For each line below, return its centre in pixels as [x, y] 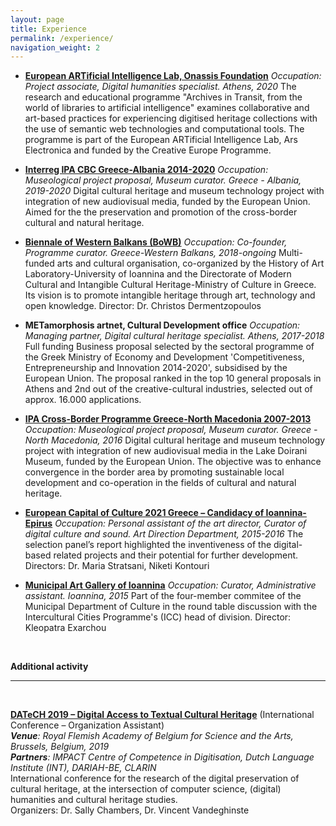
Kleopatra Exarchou [65, 628]
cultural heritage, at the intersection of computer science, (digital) [146, 789]
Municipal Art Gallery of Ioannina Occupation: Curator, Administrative [170, 585]
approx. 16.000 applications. [83, 400]
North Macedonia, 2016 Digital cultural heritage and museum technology [175, 440]
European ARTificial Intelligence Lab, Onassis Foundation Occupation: [173, 76]
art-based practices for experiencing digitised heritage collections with [171, 118]
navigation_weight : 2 [55, 47]
